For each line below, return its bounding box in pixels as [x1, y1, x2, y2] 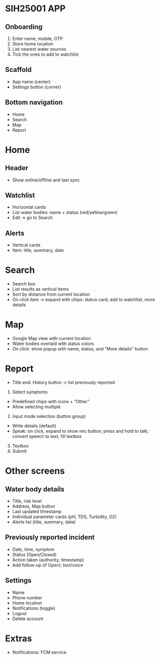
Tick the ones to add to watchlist [12, 51, 79, 57]
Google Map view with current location [12, 336, 91, 342]
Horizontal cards [12, 204, 46, 210]
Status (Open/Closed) [12, 552, 57, 557]
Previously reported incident [5, 533, 95, 542]
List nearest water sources [12, 46, 66, 52]
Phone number [12, 594, 43, 600]
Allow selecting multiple [12, 404, 61, 410]
